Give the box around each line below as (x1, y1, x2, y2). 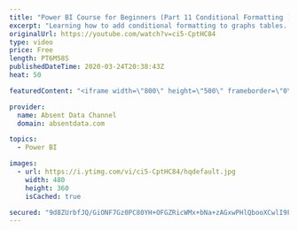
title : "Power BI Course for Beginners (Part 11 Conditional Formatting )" (9, 12, 295, 22)
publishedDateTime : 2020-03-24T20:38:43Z (9, 63, 165, 72)
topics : (9, 134, 38, 144)
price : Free (9, 46, 53, 55)
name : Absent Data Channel (17, 111, 117, 119)
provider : (9, 103, 46, 111)
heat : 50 (9, 71, 42, 80)
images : (9, 159, 38, 168)
